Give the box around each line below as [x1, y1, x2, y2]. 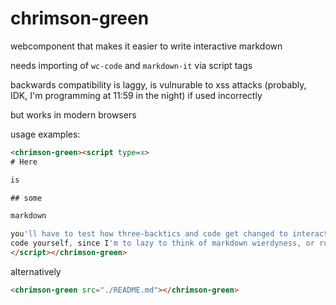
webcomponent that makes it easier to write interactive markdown [10, 40, 283, 52]
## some [10, 193, 43, 203]
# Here [10, 157, 38, 167]
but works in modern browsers [10, 108, 137, 121]
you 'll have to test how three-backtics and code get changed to [10, 229, 288, 239]
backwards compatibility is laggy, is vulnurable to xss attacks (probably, [10, 78, 307, 91]
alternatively [10, 265, 62, 277]
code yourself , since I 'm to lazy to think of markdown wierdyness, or [10, 238, 315, 249]
